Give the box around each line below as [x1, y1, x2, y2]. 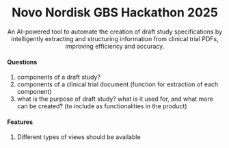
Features [7, 118, 33, 126]
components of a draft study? [16, 73, 101, 82]
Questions [7, 58, 38, 66]
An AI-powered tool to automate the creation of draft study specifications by [7, 27, 223, 36]
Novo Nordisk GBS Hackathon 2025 [11, 5, 219, 21]
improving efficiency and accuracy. [65, 42, 165, 50]
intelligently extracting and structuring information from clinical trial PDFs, [11, 34, 219, 42]
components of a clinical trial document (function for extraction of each [16, 80, 219, 88]
